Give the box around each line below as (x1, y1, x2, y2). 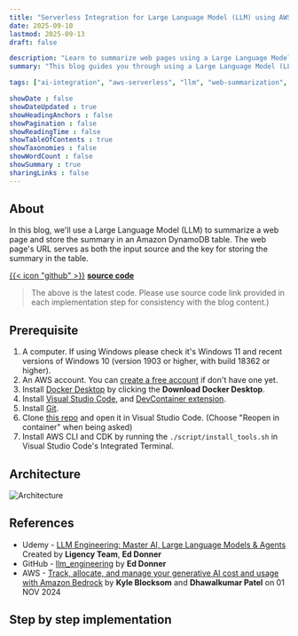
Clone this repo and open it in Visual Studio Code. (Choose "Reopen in (21, 412, 280, 423)
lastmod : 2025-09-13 (9, 29, 86, 38)
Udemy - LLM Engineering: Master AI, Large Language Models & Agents (21, 539, 286, 550)
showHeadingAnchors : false (9, 110, 114, 120)
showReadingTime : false (9, 127, 101, 136)
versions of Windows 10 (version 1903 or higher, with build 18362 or (21, 356, 271, 367)
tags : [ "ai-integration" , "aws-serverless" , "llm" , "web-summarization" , (9, 78, 288, 87)
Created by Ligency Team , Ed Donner (21, 548, 162, 560)
